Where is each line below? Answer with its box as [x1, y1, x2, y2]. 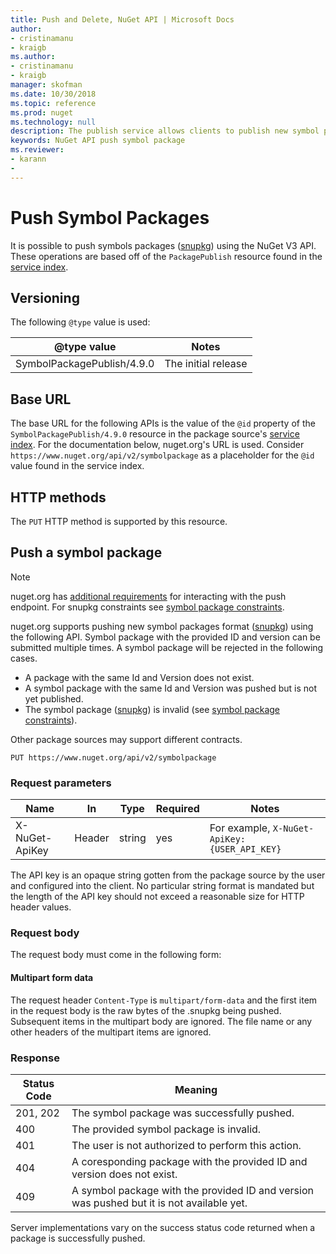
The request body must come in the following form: [10, 949, 222, 961]
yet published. [24, 692, 84, 705]
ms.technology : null [10, 117, 97, 127]
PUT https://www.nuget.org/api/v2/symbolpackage [10, 752, 217, 763]
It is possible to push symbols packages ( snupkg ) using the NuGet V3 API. [10, 239, 317, 251]
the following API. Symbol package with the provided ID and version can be [10, 631, 321, 643]
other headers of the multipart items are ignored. [10, 1026, 212, 1038]
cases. [10, 652, 38, 664]
